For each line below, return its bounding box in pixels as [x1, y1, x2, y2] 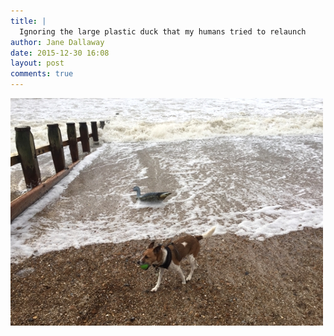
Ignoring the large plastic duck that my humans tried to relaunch [19, 26, 307, 37]
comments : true [10, 69, 74, 79]
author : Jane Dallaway [10, 37, 105, 47]
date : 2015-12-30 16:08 [10, 48, 110, 58]
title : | [10, 16, 47, 26]
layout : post [10, 58, 65, 69]
